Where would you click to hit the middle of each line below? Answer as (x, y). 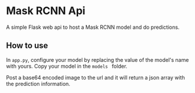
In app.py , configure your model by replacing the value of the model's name (97, 59)
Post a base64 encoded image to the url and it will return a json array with (95, 77)
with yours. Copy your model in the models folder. (67, 66)
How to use (27, 46)
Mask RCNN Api (46, 11)
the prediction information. (38, 84)
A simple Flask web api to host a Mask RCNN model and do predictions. (93, 27)
